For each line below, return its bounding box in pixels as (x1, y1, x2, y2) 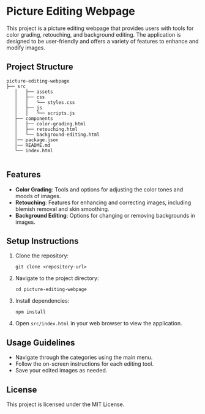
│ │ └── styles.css (14, 99, 75, 105)
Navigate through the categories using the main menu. (15, 353, 153, 361)
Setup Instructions (6, 235, 79, 246)
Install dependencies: (15, 297, 70, 305)
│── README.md (14, 142, 51, 148)
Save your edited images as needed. (15, 367, 108, 374)
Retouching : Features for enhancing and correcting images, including (15, 199, 192, 206)
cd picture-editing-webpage (15, 286, 87, 293)
